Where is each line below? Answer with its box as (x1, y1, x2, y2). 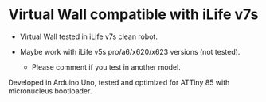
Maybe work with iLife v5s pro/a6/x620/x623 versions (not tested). (19, 47, 241, 56)
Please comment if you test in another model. (31, 62, 181, 72)
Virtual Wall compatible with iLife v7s (8, 6, 259, 24)
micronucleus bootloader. (8, 85, 92, 96)
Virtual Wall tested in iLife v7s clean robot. (19, 32, 158, 41)
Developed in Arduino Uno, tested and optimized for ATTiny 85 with (8, 77, 230, 87)
